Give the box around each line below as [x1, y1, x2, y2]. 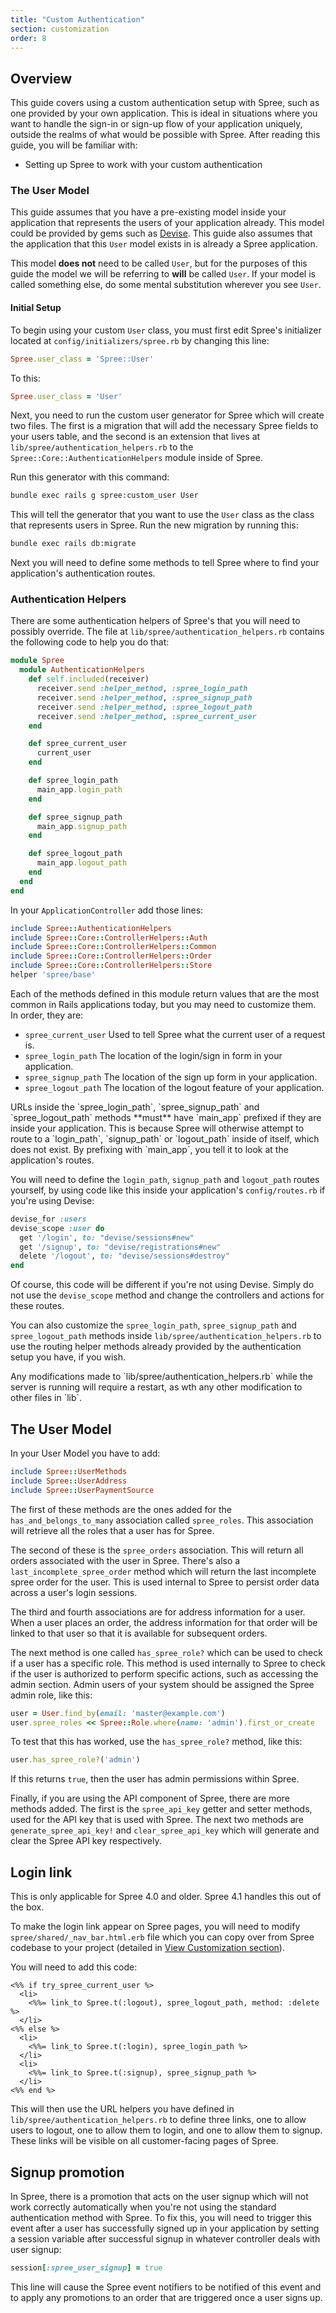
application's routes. [10, 1154, 95, 1166]
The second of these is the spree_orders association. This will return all [10, 1544, 304, 1556]
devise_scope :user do [10, 1223, 105, 1233]
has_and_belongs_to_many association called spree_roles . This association [10, 1514, 314, 1526]
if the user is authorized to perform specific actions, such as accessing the [10, 1667, 319, 1680]
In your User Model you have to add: [10, 1447, 161, 1460]
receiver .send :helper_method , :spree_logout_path [36, 702, 253, 712]
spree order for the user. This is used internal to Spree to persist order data [10, 1576, 320, 1588]
